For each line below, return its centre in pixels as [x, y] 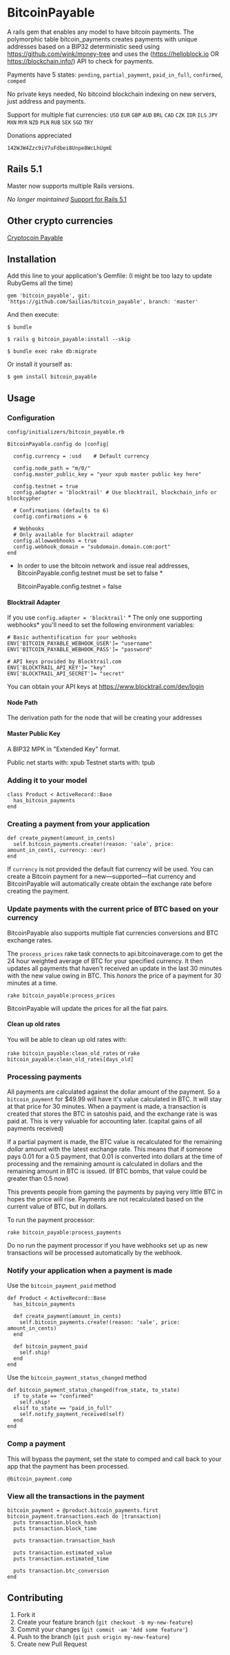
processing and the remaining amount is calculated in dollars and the [105, 1164]
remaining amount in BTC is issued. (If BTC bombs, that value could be [107, 1171]
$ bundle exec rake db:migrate [52, 351]
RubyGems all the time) [40, 283]
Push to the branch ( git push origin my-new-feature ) [93, 1636]
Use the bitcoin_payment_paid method [62, 1286]
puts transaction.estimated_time [61, 1558]
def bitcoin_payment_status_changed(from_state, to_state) [94, 1390]
